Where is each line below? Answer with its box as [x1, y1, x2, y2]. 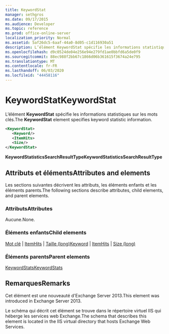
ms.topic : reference [5, 26, 49, 31]
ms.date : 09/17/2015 [5, 17, 49, 22]
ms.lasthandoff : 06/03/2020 [5, 68, 64, 73]
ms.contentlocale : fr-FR [5, 63, 57, 68]
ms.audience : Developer [5, 21, 55, 27]
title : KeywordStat [5, 7, 46, 13]
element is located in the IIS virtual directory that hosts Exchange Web [5, 318, 151, 324]
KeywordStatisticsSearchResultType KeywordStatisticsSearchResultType [5, 154, 162, 160]
